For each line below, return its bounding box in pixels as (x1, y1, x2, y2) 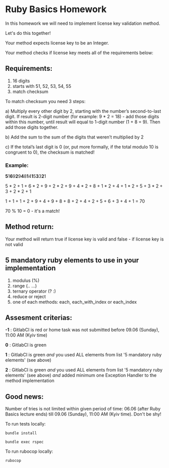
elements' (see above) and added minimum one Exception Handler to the (5, 372, 157, 379)
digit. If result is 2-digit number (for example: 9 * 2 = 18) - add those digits (5, 113, 159, 119)
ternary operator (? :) (12, 288, 56, 294)
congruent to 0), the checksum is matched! (5, 149, 95, 155)
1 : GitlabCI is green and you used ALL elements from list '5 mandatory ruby (5, 352, 162, 358)
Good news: (5, 392, 44, 401)
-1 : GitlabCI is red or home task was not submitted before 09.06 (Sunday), (5, 327, 159, 333)
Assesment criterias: (5, 313, 72, 322)
